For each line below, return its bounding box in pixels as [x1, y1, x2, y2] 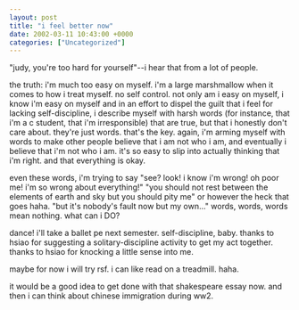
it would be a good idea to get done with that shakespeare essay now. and [9, 281, 283, 292]
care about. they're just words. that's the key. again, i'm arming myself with [9, 126, 286, 138]
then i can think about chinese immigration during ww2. [9, 290, 214, 301]
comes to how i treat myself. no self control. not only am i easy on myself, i [9, 89, 284, 100]
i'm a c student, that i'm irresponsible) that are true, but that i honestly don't [9, 118, 287, 128]
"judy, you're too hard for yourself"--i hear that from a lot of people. [9, 62, 259, 73]
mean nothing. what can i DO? [9, 210, 120, 221]
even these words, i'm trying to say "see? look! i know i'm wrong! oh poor [9, 173, 279, 184]
